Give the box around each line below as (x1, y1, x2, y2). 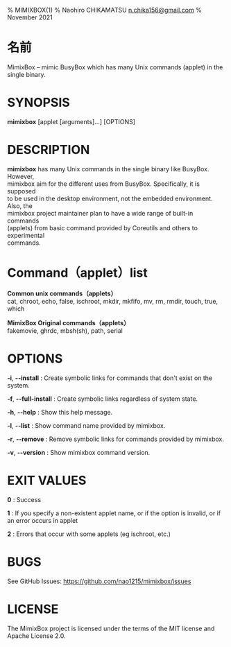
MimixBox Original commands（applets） (7, 318, 130, 327)
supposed (7, 187, 36, 195)
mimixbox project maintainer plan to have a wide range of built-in (7, 209, 194, 217)
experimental (7, 231, 45, 239)
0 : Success (7, 495, 42, 503)
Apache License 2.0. (7, 631, 66, 640)
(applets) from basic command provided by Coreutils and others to (7, 223, 198, 232)
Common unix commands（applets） (7, 289, 117, 297)
